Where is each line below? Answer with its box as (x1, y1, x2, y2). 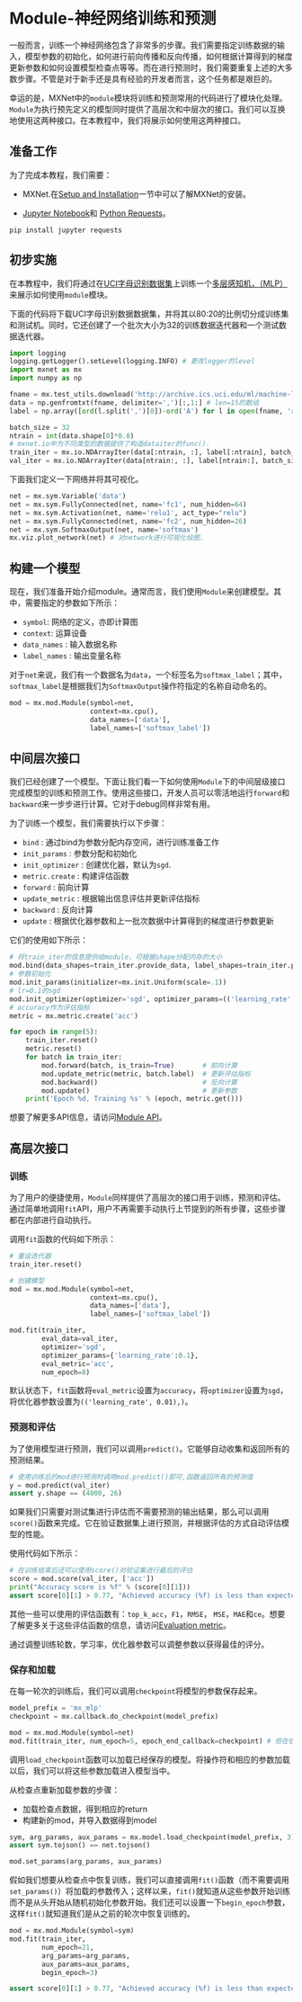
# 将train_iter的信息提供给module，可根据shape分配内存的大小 (9, 952, 223, 962)
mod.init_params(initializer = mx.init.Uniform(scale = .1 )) (9, 978, 227, 988)
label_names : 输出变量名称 (22, 650, 121, 661)
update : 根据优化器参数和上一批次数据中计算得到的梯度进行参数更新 (22, 916, 274, 926)
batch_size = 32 (9, 423, 70, 432)
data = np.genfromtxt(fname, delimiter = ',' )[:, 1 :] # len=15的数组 (9, 398, 259, 407)
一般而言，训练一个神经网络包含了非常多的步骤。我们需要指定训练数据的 (9, 40, 277, 50)
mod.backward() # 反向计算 (41, 1077, 238, 1086)
